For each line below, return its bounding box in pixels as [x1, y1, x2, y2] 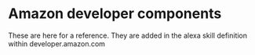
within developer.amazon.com [8, 38, 106, 48]
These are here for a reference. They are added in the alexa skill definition [8, 31, 248, 40]
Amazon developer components [8, 5, 222, 23]
